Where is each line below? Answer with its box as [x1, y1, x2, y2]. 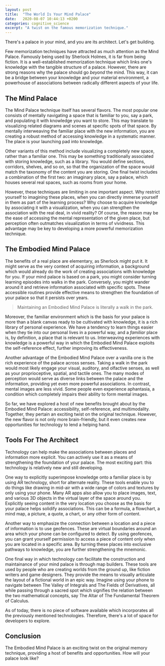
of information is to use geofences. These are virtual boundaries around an [5, 525, 157, 531]
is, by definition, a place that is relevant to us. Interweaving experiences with [5, 334, 160, 340]
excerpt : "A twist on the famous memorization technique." [5, 26, 129, 30]
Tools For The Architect [5, 436, 79, 444]
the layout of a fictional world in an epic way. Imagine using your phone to [5, 576, 155, 583]
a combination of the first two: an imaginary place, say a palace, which [5, 174, 148, 180]
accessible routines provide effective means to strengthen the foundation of [5, 289, 159, 295]
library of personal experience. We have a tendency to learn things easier [5, 324, 154, 330]
